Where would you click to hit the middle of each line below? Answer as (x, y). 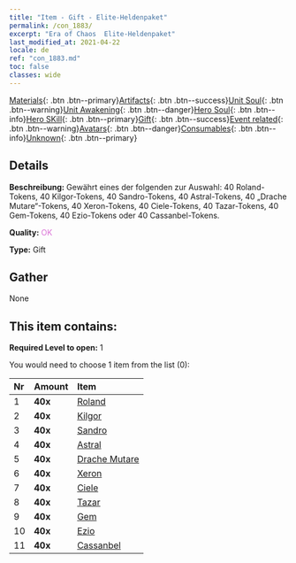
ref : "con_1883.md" (45, 58)
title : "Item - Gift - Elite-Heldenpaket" (88, 17)
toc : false (29, 67)
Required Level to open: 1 (56, 348)
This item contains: (63, 326)
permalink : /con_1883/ (51, 26)
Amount (51, 387)
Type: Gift (27, 250)
